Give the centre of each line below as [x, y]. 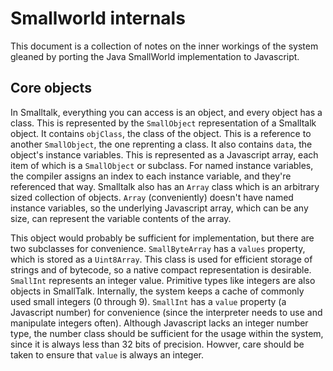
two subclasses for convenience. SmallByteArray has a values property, [158, 248]
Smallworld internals [98, 18]
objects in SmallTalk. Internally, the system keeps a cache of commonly [157, 291]
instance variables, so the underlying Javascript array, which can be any [159, 208]
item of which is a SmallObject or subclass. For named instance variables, [162, 165]
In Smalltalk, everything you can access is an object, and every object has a [166, 112]
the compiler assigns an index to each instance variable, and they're [151, 176]
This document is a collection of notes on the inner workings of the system [164, 46]
